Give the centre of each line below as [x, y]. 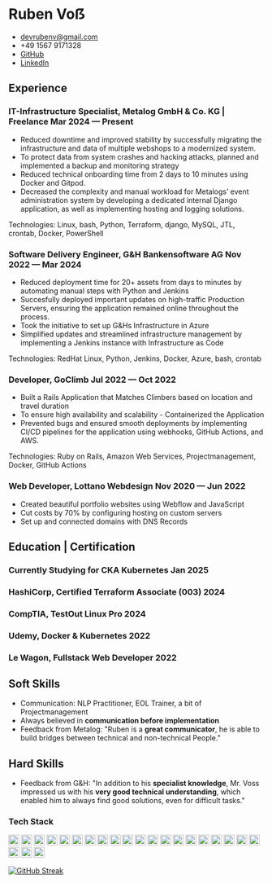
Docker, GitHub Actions [47, 465]
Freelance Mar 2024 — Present [71, 121]
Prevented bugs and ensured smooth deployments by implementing [134, 424]
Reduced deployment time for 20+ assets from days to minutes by [131, 282]
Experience [38, 88]
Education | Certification [72, 547]
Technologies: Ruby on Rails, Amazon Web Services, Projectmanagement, [132, 456]
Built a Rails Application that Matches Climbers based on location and [136, 398]
